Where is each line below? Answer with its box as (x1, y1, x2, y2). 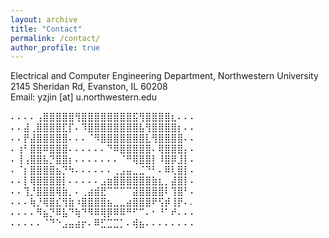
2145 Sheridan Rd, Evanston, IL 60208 (10, 81, 168, 93)
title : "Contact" (10, 24, 83, 34)
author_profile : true (10, 42, 101, 53)
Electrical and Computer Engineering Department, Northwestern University (10, 70, 319, 82)
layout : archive (10, 14, 78, 25)
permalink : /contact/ (10, 33, 101, 43)
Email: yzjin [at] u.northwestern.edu (10, 91, 157, 103)
